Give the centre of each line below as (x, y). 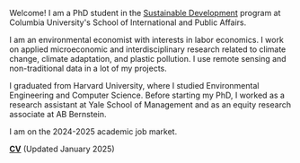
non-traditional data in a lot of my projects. (88, 68)
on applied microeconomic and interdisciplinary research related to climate (148, 49)
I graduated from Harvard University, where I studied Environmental (134, 86)
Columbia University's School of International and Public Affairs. (128, 22)
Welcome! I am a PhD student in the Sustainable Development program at (145, 13)
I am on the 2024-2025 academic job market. (93, 132)
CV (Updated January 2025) (62, 149)
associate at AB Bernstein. (58, 114)
